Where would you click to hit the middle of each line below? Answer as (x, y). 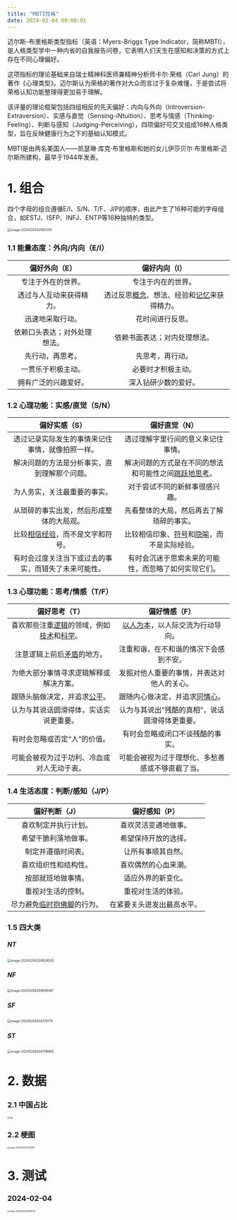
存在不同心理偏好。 (35, 59)
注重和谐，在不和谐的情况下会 (168, 649)
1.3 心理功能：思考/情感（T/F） (60, 592)
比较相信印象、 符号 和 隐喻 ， (170, 534)
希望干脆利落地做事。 (57, 838)
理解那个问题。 (66, 474)
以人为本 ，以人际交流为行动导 (172, 626)
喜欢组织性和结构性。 (57, 864)
